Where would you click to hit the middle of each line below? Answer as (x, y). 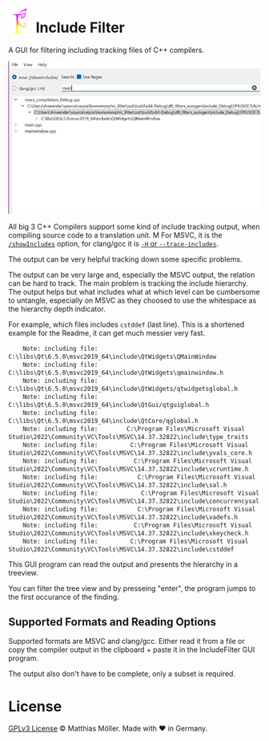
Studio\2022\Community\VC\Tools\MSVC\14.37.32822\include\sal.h (118, 485)
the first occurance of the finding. (64, 596)
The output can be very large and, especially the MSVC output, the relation (132, 275)
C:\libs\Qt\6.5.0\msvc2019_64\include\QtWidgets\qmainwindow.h (116, 373)
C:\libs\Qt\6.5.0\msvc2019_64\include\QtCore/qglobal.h (103, 421)
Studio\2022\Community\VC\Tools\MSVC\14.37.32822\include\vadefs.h (123, 517)
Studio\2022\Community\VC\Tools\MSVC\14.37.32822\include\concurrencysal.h (137, 501)
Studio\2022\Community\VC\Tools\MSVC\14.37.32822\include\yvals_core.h (130, 453)
